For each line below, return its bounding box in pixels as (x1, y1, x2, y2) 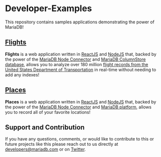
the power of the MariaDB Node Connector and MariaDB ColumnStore (5, 56, 146, 62)
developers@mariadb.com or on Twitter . (5, 146, 86, 152)
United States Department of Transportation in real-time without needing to (5, 67, 156, 72)
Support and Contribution (5, 123, 85, 131)
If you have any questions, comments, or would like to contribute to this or (5, 136, 154, 142)
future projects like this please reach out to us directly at (5, 141, 119, 147)
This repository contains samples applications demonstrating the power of (5, 19, 155, 25)
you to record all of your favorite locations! (5, 109, 91, 115)
